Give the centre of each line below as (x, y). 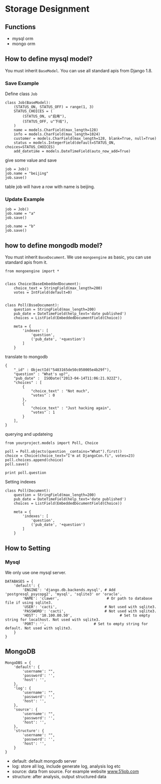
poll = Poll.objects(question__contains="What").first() (64, 452)
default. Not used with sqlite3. (39, 628)
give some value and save (31, 160)
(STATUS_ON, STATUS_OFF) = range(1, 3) (54, 107)
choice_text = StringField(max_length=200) (58, 288)
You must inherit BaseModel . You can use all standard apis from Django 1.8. (79, 70)
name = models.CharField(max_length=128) (56, 130)
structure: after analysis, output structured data (59, 776)
